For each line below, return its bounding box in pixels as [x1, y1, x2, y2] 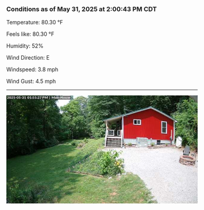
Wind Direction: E [6, 54, 50, 61]
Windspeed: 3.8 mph [6, 66, 59, 73]
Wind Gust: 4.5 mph [6, 78, 56, 85]
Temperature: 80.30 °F [6, 19, 64, 26]
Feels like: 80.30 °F [6, 30, 55, 38]
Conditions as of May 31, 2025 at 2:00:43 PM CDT [6, 5, 157, 13]
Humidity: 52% [6, 42, 44, 50]
